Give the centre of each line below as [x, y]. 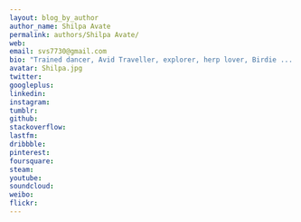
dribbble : [28, 144]
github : [24, 119]
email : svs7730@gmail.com [58, 52]
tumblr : [24, 111]
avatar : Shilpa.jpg [46, 69]
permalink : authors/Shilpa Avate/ [75, 34]
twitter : [26, 77]
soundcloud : [32, 187]
